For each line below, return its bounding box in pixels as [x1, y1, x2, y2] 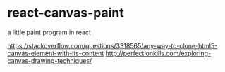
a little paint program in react [7, 28, 92, 36]
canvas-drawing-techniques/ [7, 56, 92, 64]
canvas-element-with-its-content [7, 49, 104, 57]
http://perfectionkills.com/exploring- [105, 49, 212, 57]
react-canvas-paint [7, 5, 125, 21]
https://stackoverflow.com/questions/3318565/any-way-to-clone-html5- [7, 41, 218, 50]
